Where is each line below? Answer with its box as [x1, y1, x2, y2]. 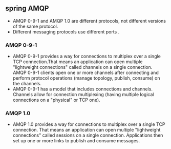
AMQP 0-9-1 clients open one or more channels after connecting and [12, 69, 159, 76]
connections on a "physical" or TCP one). [12, 97, 101, 103]
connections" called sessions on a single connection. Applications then [12, 132, 163, 138]
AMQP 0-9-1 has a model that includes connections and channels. [12, 86, 153, 92]
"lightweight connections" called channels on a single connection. [12, 64, 153, 70]
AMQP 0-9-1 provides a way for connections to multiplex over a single [12, 53, 161, 60]
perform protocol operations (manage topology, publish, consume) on [12, 75, 160, 81]
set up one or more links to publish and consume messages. [12, 138, 140, 144]
